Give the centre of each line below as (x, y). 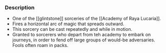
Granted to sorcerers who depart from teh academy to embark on (81, 35)
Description (20, 8)
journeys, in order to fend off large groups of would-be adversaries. (84, 40)
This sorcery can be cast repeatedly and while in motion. (72, 29)
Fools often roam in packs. (40, 45)
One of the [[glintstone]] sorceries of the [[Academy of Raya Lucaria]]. (87, 19)
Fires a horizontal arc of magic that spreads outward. (68, 24)
